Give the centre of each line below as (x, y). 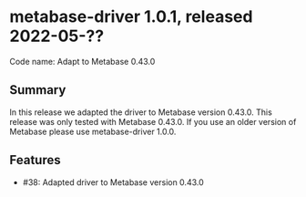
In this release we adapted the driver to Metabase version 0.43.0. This (141, 112)
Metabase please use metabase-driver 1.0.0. (93, 131)
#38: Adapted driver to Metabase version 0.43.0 (113, 182)
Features (35, 160)
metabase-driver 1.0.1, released (131, 17)
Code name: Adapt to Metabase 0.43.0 (82, 61)
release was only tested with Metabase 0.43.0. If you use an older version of (153, 121)
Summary (38, 90)
